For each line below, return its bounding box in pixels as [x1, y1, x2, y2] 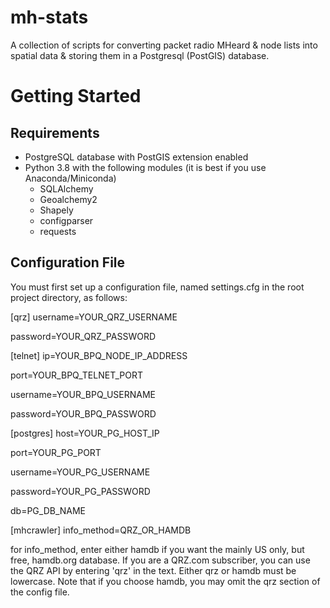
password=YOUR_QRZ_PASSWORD [10, 330, 156, 342]
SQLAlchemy [39, 182, 94, 195]
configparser [39, 214, 94, 226]
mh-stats [10, 6, 89, 29]
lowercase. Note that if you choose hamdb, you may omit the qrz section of [10, 575, 321, 587]
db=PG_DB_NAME [10, 504, 87, 516]
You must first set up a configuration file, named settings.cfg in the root [10, 281, 305, 293]
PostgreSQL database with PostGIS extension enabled [24, 151, 249, 163]
